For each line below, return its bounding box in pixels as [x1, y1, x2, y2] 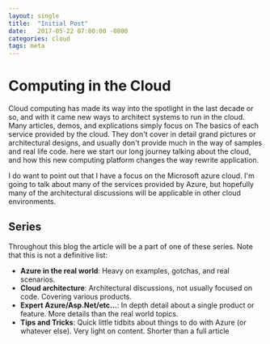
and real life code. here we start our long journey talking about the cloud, [8, 147, 251, 156]
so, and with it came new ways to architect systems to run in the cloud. [8, 113, 245, 122]
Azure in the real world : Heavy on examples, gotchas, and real [19, 265, 230, 275]
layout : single [8, 11, 60, 20]
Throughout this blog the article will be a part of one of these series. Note [8, 241, 253, 251]
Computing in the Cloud [8, 77, 171, 96]
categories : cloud [8, 34, 70, 43]
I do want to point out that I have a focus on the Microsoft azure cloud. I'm [8, 171, 255, 180]
